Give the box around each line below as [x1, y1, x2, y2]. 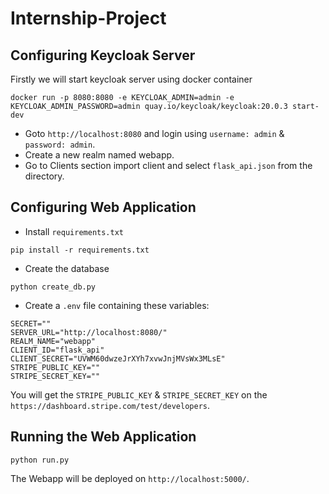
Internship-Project [10, 7, 167, 30]
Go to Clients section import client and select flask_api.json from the [24, 160, 313, 171]
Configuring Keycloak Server [10, 47, 196, 64]
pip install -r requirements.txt [10, 245, 150, 255]
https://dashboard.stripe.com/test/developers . [10, 399, 211, 411]
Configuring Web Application [10, 199, 197, 216]
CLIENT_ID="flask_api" [10, 345, 105, 355]
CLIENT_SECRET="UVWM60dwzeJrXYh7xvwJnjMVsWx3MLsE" [10, 353, 226, 364]
